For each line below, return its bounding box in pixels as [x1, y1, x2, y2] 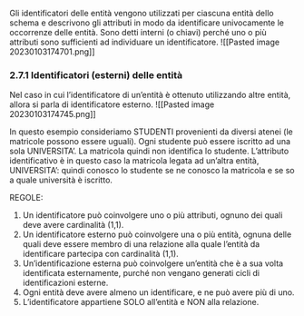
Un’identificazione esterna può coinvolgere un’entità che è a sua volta [22, 258, 284, 269]
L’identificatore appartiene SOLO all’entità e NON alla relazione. [22, 297, 260, 308]
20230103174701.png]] [9, 46, 95, 57]
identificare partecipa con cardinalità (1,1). [22, 249, 179, 260]
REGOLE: [9, 193, 44, 203]
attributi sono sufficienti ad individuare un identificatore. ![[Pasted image [9, 36, 279, 47]
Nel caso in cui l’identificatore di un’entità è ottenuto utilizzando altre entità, [9, 90, 291, 101]
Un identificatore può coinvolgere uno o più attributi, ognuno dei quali [22, 210, 283, 221]
